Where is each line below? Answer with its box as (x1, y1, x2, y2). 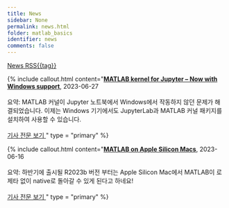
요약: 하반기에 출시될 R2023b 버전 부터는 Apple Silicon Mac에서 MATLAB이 (7, 168, 215, 176)
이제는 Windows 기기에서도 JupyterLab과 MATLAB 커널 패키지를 (44, 107, 223, 114)
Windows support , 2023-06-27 (7, 83, 99, 90)
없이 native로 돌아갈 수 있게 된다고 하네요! (19, 177, 134, 184)
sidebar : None (7, 17, 49, 24)
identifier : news (7, 36, 58, 43)
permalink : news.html (7, 23, 70, 30)
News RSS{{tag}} (7, 62, 57, 69)
